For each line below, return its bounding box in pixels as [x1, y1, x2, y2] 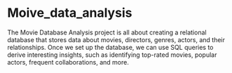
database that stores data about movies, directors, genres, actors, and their [7, 35, 226, 44]
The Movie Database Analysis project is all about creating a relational [7, 28, 207, 36]
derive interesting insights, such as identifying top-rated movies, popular [7, 51, 217, 59]
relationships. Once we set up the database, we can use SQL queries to [7, 43, 214, 51]
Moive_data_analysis [7, 5, 132, 21]
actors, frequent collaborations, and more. [7, 58, 130, 66]
